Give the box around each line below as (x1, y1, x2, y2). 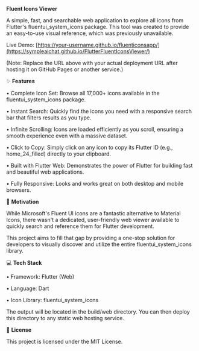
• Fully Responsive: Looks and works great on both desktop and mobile (6, 180, 184, 187)
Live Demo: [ (6, 42, 38, 48)
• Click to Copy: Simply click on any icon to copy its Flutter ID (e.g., (6, 144, 173, 151)
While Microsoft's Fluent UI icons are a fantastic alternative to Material (6, 210, 181, 217)
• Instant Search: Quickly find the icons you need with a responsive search (6, 108, 192, 115)
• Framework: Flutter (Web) (6, 273, 75, 280)
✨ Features (6, 78, 35, 84)
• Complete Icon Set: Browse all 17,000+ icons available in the (6, 90, 160, 96)
